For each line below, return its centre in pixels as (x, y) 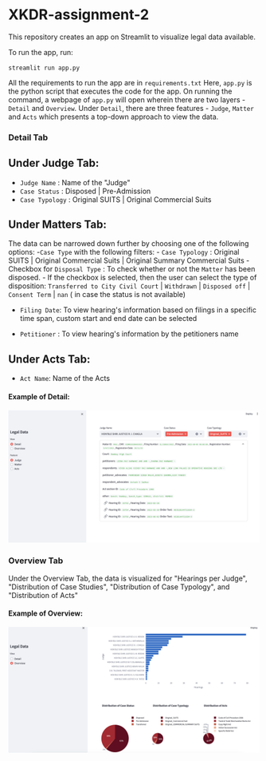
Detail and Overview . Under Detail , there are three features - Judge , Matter (131, 108)
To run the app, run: (41, 52)
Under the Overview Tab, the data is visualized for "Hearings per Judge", (128, 578)
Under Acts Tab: (49, 359)
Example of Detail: (39, 396)
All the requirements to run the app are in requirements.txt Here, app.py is (130, 82)
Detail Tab (28, 137)
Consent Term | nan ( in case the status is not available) (97, 295)
